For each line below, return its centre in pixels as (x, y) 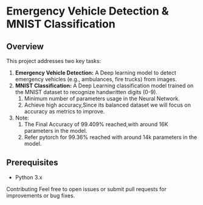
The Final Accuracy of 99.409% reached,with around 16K (96, 124)
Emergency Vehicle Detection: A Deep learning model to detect (95, 73)
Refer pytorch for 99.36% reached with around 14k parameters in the (111, 137)
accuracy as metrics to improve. (64, 111)
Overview (25, 46)
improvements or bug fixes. (41, 195)
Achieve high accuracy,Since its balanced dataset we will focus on (108, 105)
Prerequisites (32, 163)
